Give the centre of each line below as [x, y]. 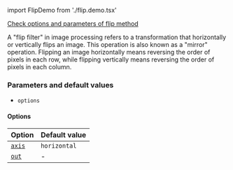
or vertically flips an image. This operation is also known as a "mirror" [107, 44]
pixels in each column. [40, 67]
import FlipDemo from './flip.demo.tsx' [62, 10]
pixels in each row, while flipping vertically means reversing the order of [111, 59]
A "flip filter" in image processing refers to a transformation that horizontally [117, 37]
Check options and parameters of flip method [73, 23]
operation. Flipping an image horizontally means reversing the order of [109, 52]
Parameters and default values [61, 85]
